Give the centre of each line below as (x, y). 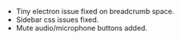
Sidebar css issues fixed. (57, 20)
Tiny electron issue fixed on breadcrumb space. (95, 11)
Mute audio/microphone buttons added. (82, 28)
